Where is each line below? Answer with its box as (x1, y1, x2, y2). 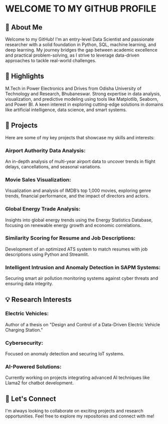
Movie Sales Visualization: (5, 176, 71, 183)
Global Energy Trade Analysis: (5, 205, 81, 213)
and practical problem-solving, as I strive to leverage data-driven (5, 52, 139, 58)
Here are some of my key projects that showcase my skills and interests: (5, 134, 155, 140)
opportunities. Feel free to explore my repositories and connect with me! (5, 413, 154, 419)
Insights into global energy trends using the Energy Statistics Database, (5, 217, 153, 223)
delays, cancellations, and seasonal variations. (5, 163, 101, 169)
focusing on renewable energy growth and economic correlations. (5, 222, 142, 228)
